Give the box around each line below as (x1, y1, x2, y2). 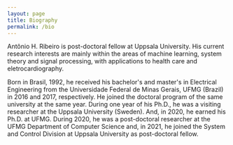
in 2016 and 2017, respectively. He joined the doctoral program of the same (7, 93, 223, 101)
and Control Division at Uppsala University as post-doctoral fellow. (7, 130, 199, 138)
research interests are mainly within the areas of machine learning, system (7, 49, 223, 58)
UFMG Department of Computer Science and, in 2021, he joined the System (7, 123, 226, 131)
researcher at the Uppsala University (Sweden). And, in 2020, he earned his (7, 107, 226, 116)
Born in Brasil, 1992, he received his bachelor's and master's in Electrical (7, 78, 217, 86)
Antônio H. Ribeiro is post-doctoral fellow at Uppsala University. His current (7, 43, 225, 51)
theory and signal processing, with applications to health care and (7, 57, 198, 66)
